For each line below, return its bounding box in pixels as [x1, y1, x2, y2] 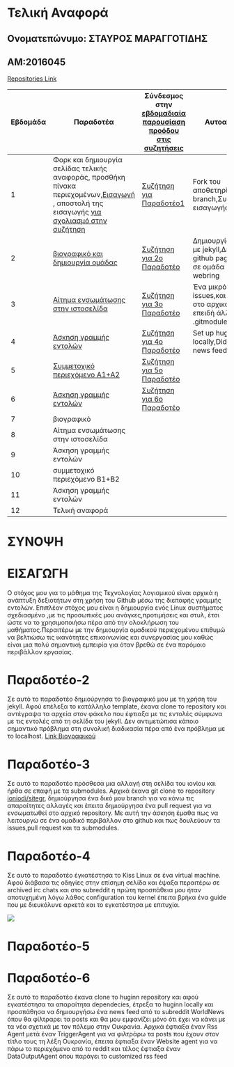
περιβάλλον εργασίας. [7, 647, 74, 656]
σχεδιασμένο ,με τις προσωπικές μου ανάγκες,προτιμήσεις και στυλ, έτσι [7, 610, 220, 619]
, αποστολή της [52, 198, 104, 208]
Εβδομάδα [10, 117, 47, 127]
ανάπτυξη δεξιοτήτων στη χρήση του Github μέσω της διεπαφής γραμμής [7, 596, 221, 604]
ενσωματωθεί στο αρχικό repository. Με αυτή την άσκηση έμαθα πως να [7, 809, 219, 817]
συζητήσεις [143, 143, 185, 153]
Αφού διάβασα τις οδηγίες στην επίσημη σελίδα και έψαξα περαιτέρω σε [7, 878, 220, 887]
